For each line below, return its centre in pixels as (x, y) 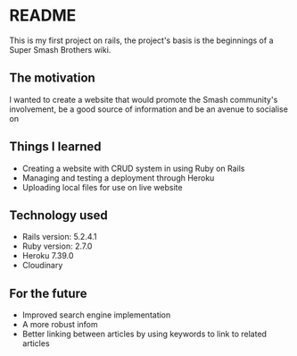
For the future (48, 293)
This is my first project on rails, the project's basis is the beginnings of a (141, 40)
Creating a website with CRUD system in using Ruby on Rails (133, 168)
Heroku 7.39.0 (48, 256)
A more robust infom (60, 325)
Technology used (59, 215)
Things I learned (55, 147)
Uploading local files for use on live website (102, 187)
